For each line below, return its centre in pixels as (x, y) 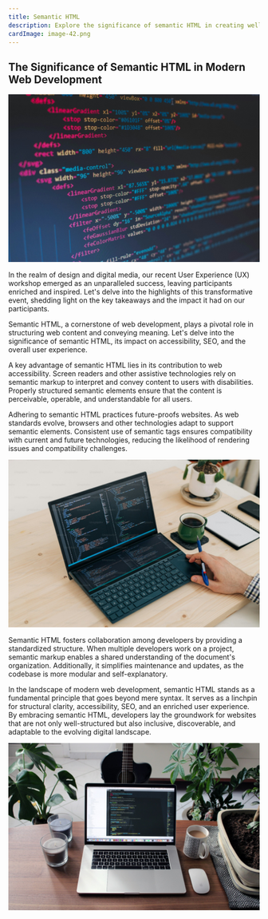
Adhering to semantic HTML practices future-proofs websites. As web (124, 414)
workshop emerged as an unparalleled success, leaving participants (120, 283)
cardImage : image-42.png (49, 34)
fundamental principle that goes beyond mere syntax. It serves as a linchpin (133, 698)
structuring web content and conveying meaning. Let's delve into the (121, 332)
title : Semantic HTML (44, 17)
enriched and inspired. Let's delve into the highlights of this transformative (130, 291)
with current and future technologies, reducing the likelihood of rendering (129, 440)
